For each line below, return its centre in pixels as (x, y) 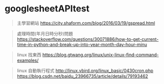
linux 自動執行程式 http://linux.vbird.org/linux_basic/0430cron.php (85, 71)
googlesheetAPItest (47, 9)
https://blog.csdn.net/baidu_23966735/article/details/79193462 (82, 76)
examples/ (27, 60)
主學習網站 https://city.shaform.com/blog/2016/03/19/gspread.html (86, 23)
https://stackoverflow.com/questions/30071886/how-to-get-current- (88, 39)
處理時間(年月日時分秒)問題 (45, 33)
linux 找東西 (29, 55)
